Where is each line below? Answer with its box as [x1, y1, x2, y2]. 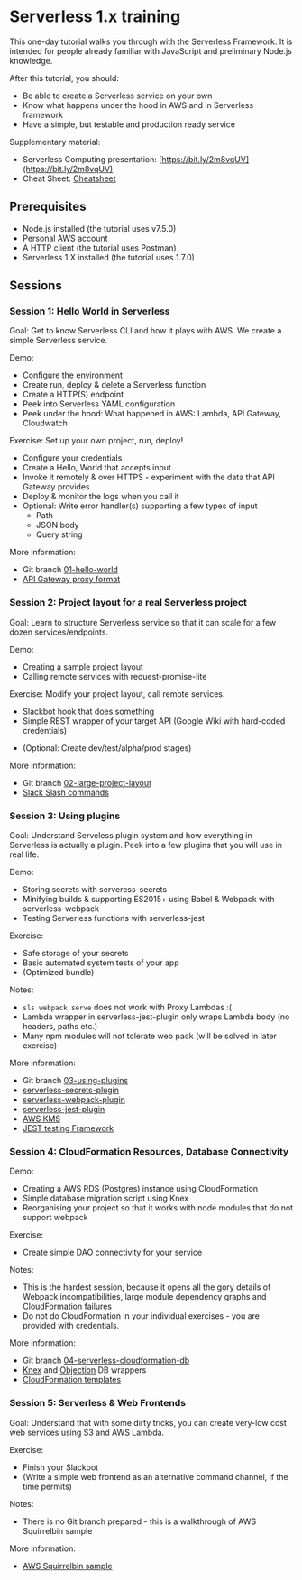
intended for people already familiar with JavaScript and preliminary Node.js [9, 45, 293, 56]
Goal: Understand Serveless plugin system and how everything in [9, 830, 252, 841]
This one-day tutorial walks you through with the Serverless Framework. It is [9, 36, 293, 47]
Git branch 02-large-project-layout [22, 777, 151, 788]
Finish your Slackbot [22, 1462, 99, 1473]
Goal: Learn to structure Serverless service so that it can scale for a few [9, 616, 277, 627]
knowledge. [9, 55, 53, 66]
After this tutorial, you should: [9, 72, 120, 83]
